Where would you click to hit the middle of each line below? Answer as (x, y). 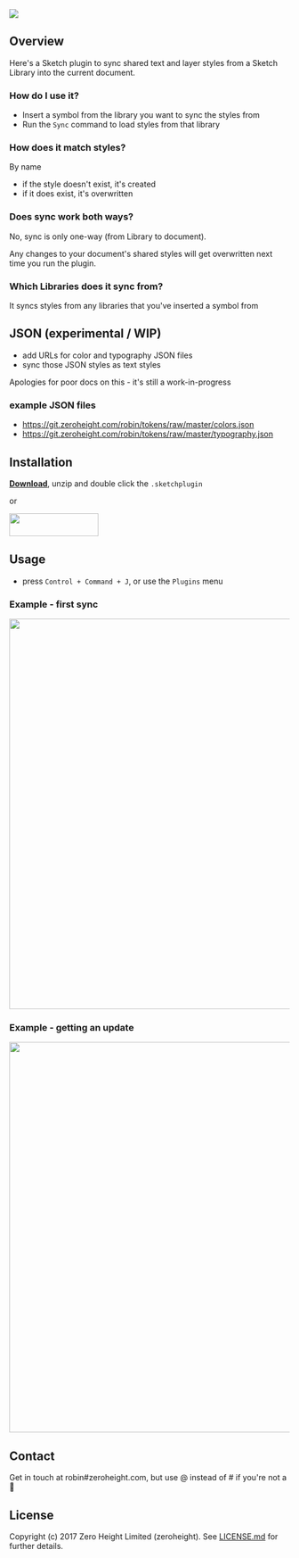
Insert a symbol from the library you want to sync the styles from (141, 115)
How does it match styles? (68, 148)
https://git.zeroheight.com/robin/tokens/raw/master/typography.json (148, 434)
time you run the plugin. (53, 263)
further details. (36, 1546)
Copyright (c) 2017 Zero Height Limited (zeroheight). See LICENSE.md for (144, 1536)
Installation (41, 462)
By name (25, 167)
